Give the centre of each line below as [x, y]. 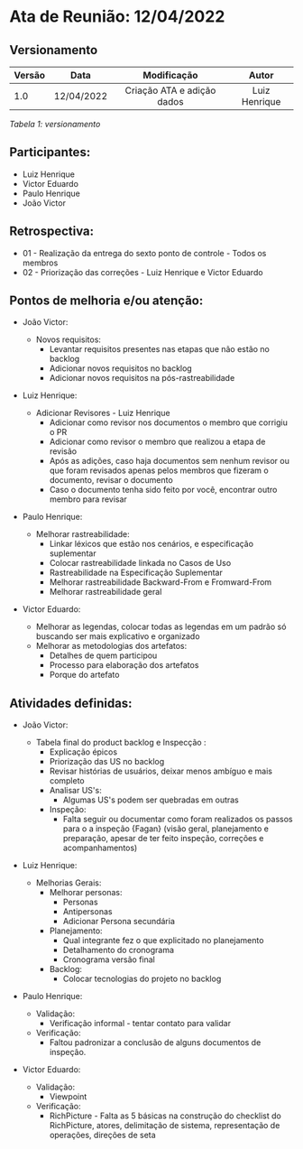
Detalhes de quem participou [103, 655]
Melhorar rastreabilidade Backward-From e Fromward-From [161, 582]
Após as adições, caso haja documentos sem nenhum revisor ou [170, 461]
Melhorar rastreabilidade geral [106, 592]
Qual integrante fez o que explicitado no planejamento [163, 941]
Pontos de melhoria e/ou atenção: [106, 301]
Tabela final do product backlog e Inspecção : [121, 743]
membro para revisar [88, 499]
